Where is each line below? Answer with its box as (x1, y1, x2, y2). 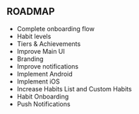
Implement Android (16, 69, 73, 78)
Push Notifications (16, 99, 71, 108)
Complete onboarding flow (16, 24, 95, 33)
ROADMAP (6, 6, 55, 18)
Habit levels (16, 32, 52, 40)
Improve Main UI (16, 47, 65, 55)
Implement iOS (16, 77, 61, 86)
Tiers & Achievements (16, 39, 81, 48)
